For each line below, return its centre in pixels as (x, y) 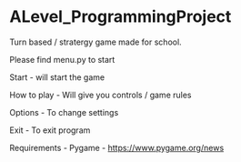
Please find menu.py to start (62, 59)
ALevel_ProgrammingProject (120, 17)
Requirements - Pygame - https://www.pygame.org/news (117, 147)
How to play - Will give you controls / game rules (100, 95)
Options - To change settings (64, 112)
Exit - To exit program (50, 130)
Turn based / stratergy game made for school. (95, 42)
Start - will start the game (57, 77)
